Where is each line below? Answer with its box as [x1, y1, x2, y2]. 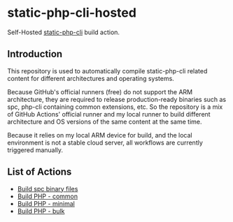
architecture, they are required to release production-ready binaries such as [7, 95, 227, 103]
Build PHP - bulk [17, 207, 65, 215]
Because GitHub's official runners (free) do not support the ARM [7, 87, 193, 96]
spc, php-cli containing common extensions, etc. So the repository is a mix [7, 103, 223, 111]
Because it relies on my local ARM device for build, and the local [7, 131, 192, 139]
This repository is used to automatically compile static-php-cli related [7, 66, 208, 75]
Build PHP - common [17, 192, 78, 200]
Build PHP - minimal [17, 199, 75, 207]
